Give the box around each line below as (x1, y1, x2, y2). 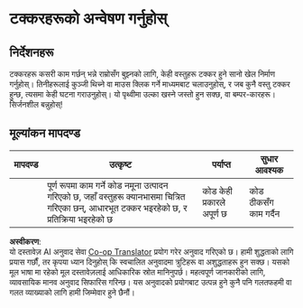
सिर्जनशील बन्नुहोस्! (9, 99, 63, 109)
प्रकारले (202, 196, 226, 209)
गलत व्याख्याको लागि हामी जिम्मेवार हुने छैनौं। (9, 286, 135, 297)
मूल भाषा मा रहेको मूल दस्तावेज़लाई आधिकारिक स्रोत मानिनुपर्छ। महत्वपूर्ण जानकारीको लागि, (9, 266, 266, 277)
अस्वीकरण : (9, 236, 42, 247)
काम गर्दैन (249, 207, 280, 219)
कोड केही (202, 184, 233, 197)
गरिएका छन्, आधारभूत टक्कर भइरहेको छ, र (47, 201, 188, 214)
